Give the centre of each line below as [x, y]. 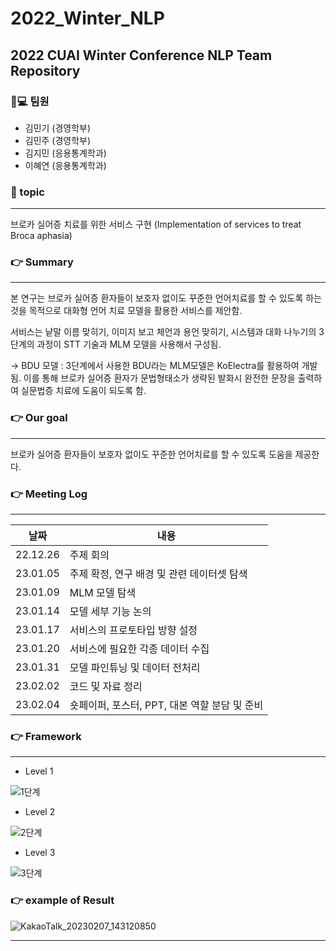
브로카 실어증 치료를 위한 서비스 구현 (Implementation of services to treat [156, 224]
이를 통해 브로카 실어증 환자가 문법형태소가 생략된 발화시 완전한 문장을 [159, 378]
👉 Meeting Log [49, 494]
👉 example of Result [62, 900]
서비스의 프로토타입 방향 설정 [133, 630]
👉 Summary [42, 262]
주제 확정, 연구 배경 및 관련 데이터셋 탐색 [158, 574]
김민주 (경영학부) [58, 140]
